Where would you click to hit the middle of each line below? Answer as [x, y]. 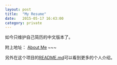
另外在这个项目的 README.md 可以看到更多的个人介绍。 [60, 58]
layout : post [18, 9]
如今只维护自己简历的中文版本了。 [39, 37]
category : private [23, 23]
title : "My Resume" [26, 14]
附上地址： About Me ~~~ [31, 47]
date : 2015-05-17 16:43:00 [34, 18]
